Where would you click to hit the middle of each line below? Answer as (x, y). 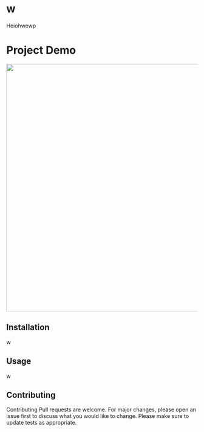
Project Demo (41, 50)
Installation (28, 328)
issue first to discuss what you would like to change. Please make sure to (98, 416)
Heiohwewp (21, 26)
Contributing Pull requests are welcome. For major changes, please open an (101, 409)
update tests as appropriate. (42, 423)
